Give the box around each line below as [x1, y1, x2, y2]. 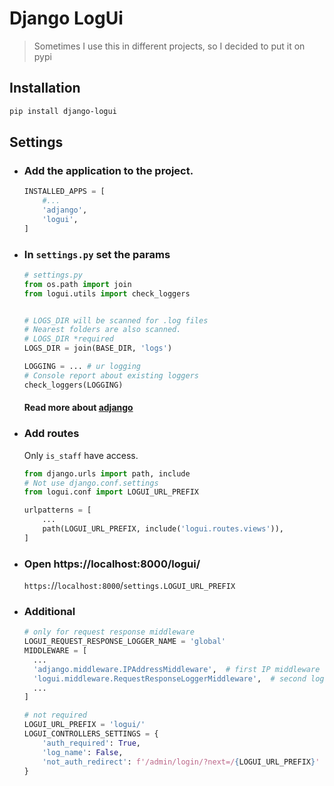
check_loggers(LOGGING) [23, 380, 124, 390]
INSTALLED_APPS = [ [23, 187, 106, 197]
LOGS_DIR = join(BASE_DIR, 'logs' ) [23, 343, 173, 354]
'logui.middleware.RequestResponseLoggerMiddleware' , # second [33, 673, 307, 684]
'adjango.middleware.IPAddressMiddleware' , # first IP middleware [33, 664, 321, 674]
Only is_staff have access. [23, 449, 139, 461]
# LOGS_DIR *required [23, 334, 114, 344]
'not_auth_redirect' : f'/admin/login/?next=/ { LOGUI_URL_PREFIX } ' [42, 757, 321, 767]
